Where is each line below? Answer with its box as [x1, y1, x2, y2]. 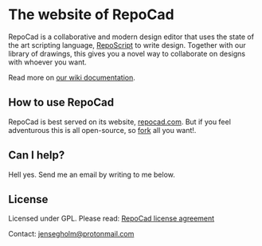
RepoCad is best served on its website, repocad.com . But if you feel [8, 117, 231, 127]
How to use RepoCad [8, 96, 114, 109]
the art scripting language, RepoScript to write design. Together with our [8, 40, 246, 49]
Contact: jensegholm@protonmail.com [8, 229, 135, 239]
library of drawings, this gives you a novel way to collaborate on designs [8, 49, 245, 58]
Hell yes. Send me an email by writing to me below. [8, 170, 175, 179]
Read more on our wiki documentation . [8, 72, 135, 82]
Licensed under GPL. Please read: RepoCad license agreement [8, 213, 215, 224]
